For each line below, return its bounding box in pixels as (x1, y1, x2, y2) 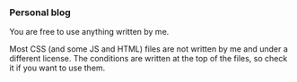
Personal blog (9, 6, 72, 19)
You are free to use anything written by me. (9, 27, 170, 37)
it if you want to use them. (9, 62, 106, 73)
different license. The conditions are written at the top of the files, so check (9, 53, 288, 64)
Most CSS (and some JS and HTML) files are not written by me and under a (9, 44, 289, 54)
